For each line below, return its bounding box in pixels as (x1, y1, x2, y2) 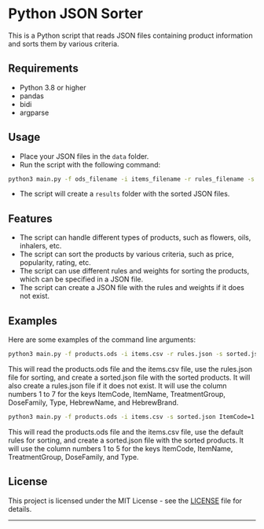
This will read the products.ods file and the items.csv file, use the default (8, 427, 244, 436)
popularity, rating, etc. (19, 258, 92, 267)
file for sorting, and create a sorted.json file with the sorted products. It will (8, 373, 251, 382)
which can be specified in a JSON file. (19, 274, 144, 284)
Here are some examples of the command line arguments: (8, 335, 196, 344)
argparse (19, 108, 49, 117)
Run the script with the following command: (19, 160, 161, 169)
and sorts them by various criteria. (8, 39, 119, 48)
